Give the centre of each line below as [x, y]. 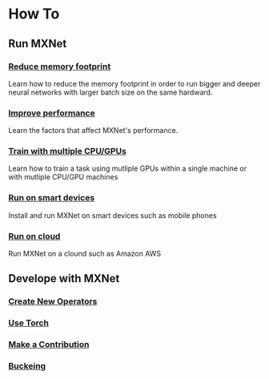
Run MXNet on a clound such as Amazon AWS [85, 254]
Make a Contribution [49, 345]
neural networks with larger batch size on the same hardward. [110, 92]
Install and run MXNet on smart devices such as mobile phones [113, 215]
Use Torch [29, 323]
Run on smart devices [52, 198]
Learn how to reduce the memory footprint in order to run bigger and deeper [134, 83]
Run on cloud [34, 236]
